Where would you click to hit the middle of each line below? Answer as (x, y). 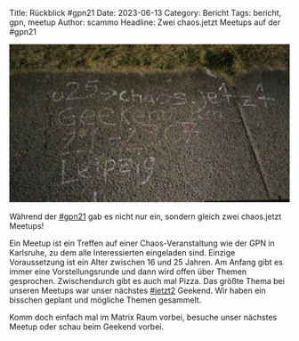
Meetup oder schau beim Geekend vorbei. (87, 326)
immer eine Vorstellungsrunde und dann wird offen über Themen (128, 272)
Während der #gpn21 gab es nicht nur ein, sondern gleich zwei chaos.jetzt (145, 216)
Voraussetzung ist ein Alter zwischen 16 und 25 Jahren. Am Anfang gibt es (146, 262)
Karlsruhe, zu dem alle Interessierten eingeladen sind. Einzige (122, 252)
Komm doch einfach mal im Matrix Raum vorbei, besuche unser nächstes (143, 317)
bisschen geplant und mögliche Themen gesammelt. (105, 300)
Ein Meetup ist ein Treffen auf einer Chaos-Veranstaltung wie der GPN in (142, 243)
